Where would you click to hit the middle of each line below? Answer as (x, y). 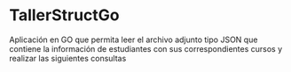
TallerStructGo (64, 15)
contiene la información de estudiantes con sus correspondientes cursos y (146, 48)
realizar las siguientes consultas (68, 58)
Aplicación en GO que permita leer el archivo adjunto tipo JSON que (134, 40)
